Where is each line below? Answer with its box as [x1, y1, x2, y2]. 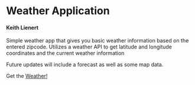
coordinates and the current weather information [6, 50, 125, 57]
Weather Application [6, 4, 110, 18]
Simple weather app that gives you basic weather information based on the [6, 37, 189, 44]
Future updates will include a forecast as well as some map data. [6, 61, 164, 68]
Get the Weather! [6, 73, 48, 80]
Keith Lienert [6, 24, 39, 31]
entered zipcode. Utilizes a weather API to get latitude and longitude [6, 43, 173, 51]
